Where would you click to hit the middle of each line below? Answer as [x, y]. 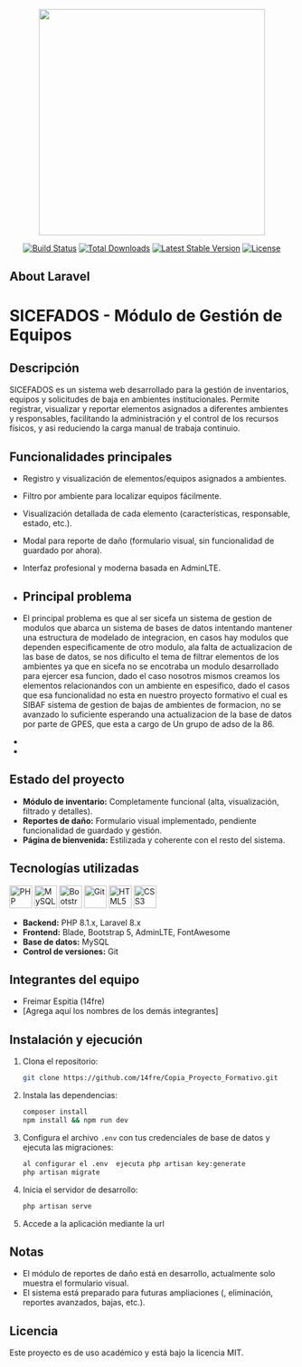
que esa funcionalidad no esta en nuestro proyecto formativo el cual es [155, 695]
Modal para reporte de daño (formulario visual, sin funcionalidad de [148, 541]
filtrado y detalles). [57, 811]
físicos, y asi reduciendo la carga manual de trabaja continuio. [125, 428]
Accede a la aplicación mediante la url [93, 1223]
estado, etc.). [47, 523]
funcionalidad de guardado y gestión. [92, 830]
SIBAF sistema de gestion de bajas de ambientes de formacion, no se [152, 705]
